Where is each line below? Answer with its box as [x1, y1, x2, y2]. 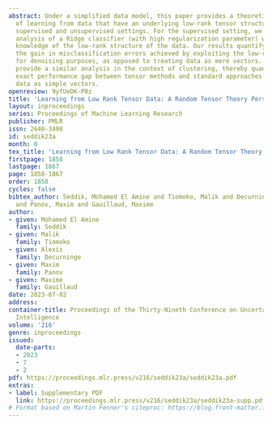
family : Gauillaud [15, 283, 79, 292]
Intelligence [15, 313, 60, 321]
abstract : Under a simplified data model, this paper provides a [8, 11, 233, 20]
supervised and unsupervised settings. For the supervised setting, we [15, 27, 263, 35]
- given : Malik [8, 230, 60, 239]
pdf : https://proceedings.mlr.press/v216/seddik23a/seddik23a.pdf [8, 374, 237, 382]
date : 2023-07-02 [8, 291, 67, 299]
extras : [8, 381, 35, 389]
